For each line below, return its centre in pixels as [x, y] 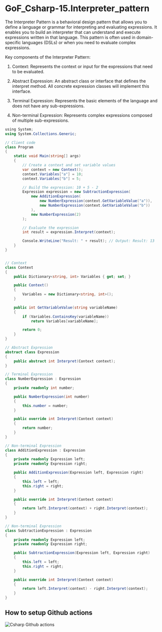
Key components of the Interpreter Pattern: [48, 57]
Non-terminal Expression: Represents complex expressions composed [82, 115]
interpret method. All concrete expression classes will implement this [81, 86]
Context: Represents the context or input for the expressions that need [82, 66]
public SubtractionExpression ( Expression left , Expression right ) [82, 553]
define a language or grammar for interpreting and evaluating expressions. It [81, 27]
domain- [145, 37]
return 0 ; [32, 330]
